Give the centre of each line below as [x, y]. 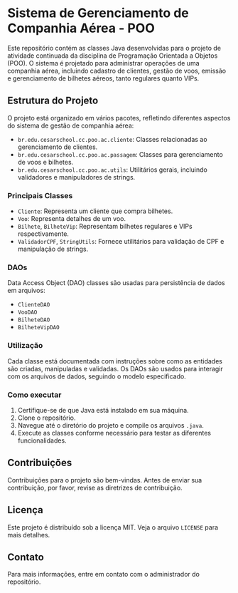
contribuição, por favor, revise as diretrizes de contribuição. [95, 488]
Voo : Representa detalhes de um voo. [72, 219]
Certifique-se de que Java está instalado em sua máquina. [103, 410]
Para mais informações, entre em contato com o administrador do [104, 574]
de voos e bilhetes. [45, 162]
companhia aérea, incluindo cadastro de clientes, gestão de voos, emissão [117, 71]
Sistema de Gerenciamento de [98, 13]
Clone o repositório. [47, 418]
